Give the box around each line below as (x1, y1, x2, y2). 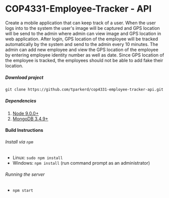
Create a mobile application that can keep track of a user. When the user (5, 20, 156, 26)
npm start (12, 188, 34, 193)
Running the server (5, 171, 45, 177)
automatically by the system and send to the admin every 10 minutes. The (5, 41, 158, 47)
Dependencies (5, 97, 37, 104)
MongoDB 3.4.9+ (12, 116, 49, 122)
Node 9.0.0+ (12, 110, 39, 116)
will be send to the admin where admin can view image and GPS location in (5, 30, 161, 36)
